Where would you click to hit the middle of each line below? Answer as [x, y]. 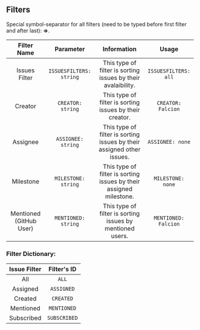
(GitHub [26, 221]
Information [120, 49]
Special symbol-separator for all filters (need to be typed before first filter [96, 24]
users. [120, 236]
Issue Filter [25, 269]
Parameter [70, 49]
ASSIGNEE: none [169, 142]
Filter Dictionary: [31, 254]
